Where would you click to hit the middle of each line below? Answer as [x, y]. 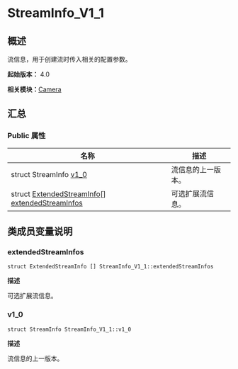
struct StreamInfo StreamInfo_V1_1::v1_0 [69, 329]
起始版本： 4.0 [29, 74]
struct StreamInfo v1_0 [49, 174]
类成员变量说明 [40, 232]
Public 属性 [27, 136]
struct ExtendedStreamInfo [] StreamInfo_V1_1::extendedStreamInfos [110, 267]
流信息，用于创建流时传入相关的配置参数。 [69, 59]
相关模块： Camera [34, 89]
